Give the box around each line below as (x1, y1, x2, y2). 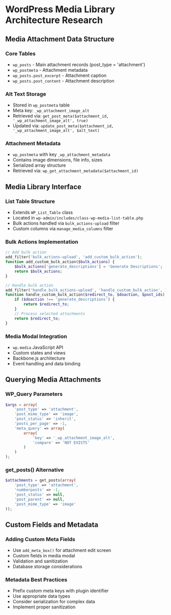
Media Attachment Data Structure (5, 35, 115, 43)
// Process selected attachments (14, 311, 85, 316)
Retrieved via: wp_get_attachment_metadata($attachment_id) (12, 168, 139, 174)
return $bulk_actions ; (14, 269, 63, 274)
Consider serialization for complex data (12, 599, 95, 605)
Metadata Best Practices (5, 576, 68, 583)
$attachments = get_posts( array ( (5, 478, 76, 483)
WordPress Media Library (5, 4, 116, 15)
